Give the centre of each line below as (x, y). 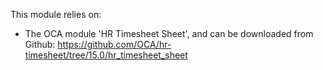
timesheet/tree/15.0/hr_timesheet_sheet (106, 55)
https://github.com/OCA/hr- (114, 44)
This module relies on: (56, 14)
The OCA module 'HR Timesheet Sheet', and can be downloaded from (169, 33)
